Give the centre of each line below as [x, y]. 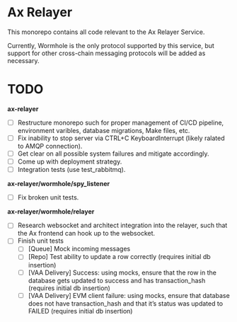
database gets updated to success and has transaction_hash [117, 280]
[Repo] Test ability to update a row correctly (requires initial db [119, 257]
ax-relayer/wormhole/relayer [51, 212]
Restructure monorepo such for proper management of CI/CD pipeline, [121, 122]
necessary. [24, 60]
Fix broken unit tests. [48, 197]
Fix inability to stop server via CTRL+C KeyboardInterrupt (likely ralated [121, 138]
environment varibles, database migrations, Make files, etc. [104, 130]
